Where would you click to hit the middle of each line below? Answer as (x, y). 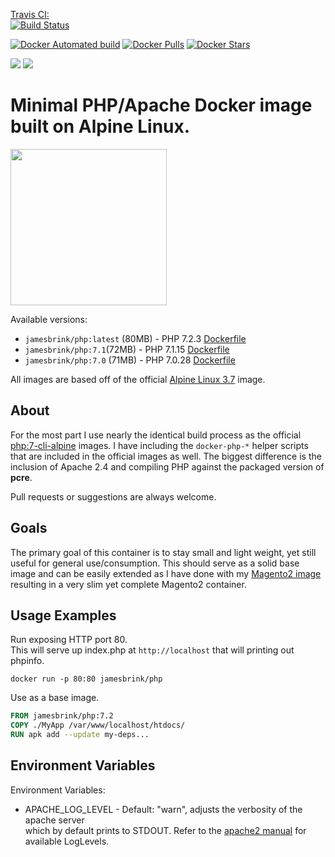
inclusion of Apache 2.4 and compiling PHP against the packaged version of (167, 466)
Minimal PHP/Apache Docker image (161, 105)
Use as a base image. (55, 698)
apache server (54, 820)
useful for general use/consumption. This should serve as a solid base (155, 563)
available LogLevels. (67, 841)
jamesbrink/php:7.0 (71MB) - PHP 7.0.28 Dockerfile (130, 360)
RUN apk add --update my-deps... (80, 735)
